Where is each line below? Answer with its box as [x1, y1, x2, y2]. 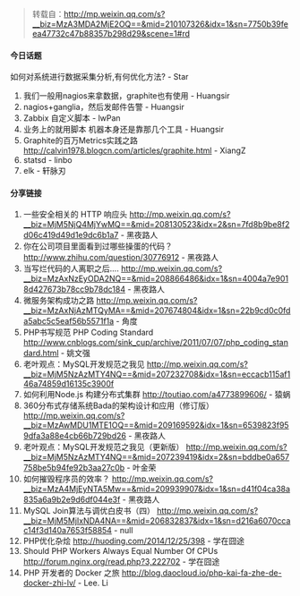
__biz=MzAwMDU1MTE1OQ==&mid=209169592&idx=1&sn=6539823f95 [22, 420, 289, 430]
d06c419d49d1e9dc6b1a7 [22, 230, 119, 241]
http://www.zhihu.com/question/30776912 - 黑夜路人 [22, 252, 219, 263]
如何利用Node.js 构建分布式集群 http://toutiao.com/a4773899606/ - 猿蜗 [22, 389, 291, 400]
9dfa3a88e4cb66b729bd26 [22, 430, 126, 441]
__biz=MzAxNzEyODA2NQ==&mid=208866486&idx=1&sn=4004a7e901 [22, 273, 289, 285]
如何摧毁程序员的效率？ [22, 473, 110, 484]
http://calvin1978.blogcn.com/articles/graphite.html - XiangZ [22, 145, 246, 156]
